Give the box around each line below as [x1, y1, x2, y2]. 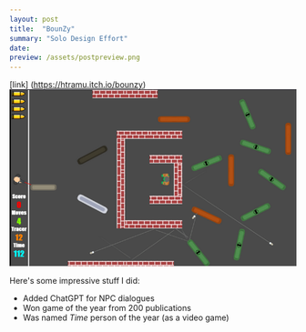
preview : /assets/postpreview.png [9, 53, 141, 63]
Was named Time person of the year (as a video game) [22, 312, 229, 323]
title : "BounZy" [9, 24, 76, 34]
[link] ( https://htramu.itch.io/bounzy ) [9, 79, 147, 90]
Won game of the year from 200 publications [22, 303, 191, 314]
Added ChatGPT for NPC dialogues [22, 293, 155, 304]
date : [9, 44, 30, 53]
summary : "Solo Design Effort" [9, 34, 128, 43]
